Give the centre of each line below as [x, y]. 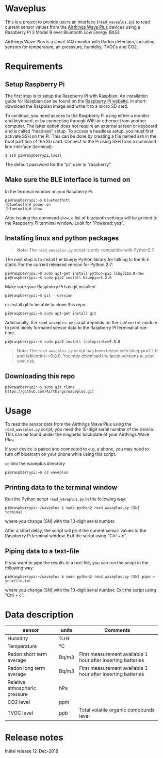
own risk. [26, 361]
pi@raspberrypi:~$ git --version [39, 296]
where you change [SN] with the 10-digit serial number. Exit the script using [81, 590]
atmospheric [22, 688]
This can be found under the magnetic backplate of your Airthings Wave [77, 434]
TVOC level [20, 713]
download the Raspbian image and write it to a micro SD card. [67, 106]
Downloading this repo [40, 376]
